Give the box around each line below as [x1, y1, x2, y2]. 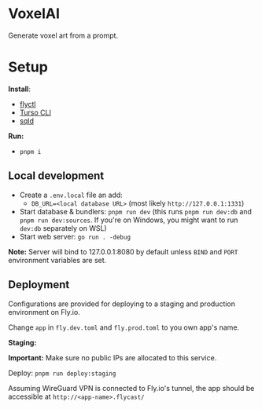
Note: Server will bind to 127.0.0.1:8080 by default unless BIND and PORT [8, 246, 238, 256]
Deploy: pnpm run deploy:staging [8, 368, 116, 378]
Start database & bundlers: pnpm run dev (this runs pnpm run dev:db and [19, 206, 252, 216]
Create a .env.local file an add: [19, 190, 124, 199]
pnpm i [19, 148, 42, 155]
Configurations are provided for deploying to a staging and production [8, 299, 236, 309]
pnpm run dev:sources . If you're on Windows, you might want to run [19, 215, 238, 225]
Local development [8, 170, 105, 183]
